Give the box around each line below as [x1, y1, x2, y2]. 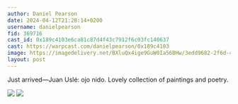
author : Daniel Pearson [7, 10, 78, 18]
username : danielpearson [7, 23, 81, 30]
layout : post [7, 56, 46, 63]
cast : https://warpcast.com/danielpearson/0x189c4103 [7, 43, 170, 50]
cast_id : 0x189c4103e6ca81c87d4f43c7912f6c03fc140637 [7, 37, 170, 44]
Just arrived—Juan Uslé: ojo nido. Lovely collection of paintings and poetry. [7, 75, 229, 84]
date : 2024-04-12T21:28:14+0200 [7, 17, 103, 24]
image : [7, 50, 27, 57]
